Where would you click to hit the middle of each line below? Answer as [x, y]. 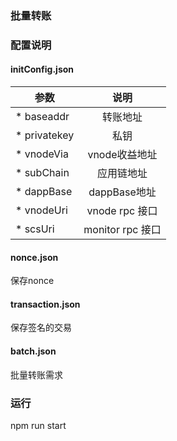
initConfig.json [42, 69]
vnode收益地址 [122, 155]
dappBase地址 [122, 192]
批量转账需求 [36, 374]
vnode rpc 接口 [122, 211]
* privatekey [45, 135]
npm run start [38, 425]
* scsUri [35, 229]
